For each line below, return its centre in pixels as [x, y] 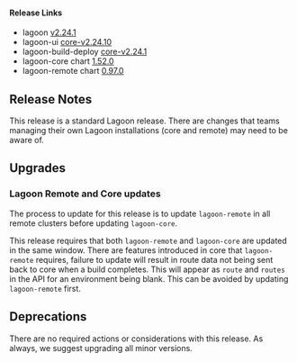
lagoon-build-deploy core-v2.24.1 [85, 52]
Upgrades [37, 168]
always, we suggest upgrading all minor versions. [101, 348]
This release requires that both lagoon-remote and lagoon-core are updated [148, 240]
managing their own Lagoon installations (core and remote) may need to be [148, 131]
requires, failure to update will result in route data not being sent [154, 259]
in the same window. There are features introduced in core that [126, 250]
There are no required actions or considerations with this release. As [136, 339]
